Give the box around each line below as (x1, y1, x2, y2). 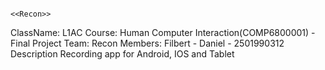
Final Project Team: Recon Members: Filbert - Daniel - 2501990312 (10, 37, 285, 49)
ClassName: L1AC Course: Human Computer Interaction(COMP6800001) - (10, 27, 316, 38)
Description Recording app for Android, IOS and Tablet (10, 48, 235, 60)
